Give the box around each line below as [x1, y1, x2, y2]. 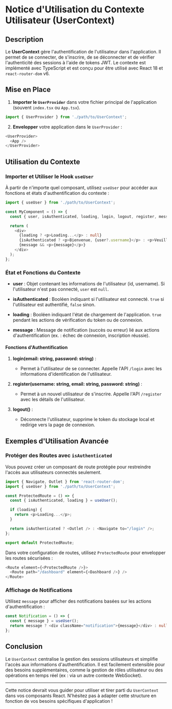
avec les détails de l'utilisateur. [20, 396, 85, 403]
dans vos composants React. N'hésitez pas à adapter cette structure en [5, 693, 157, 699]
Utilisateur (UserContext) [5, 14, 115, 26]
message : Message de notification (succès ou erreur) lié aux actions [12, 326, 160, 333]
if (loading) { [10, 507, 42, 513]
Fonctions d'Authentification [5, 344, 68, 350]
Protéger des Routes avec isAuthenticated [5, 452, 113, 459]
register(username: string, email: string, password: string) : [12, 381, 142, 387]
